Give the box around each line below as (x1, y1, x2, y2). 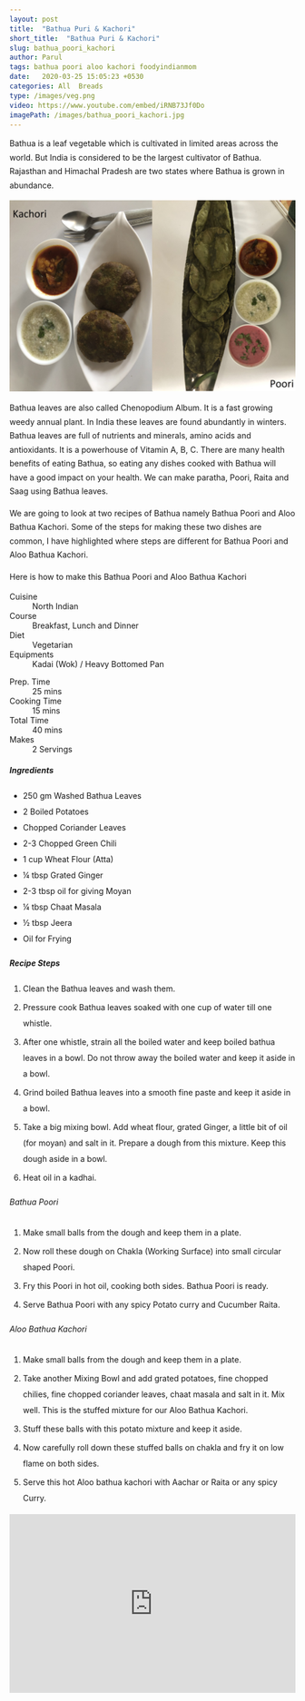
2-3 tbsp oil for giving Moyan (22, 886, 132, 896)
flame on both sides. (22, 1458, 100, 1470)
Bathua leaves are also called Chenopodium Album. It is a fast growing (9, 402, 273, 413)
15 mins (32, 705, 61, 716)
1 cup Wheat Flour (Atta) (22, 854, 114, 864)
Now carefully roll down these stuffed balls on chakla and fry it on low (22, 1442, 284, 1453)
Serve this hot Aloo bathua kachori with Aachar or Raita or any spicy (22, 1477, 279, 1488)
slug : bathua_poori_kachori (9, 44, 116, 53)
